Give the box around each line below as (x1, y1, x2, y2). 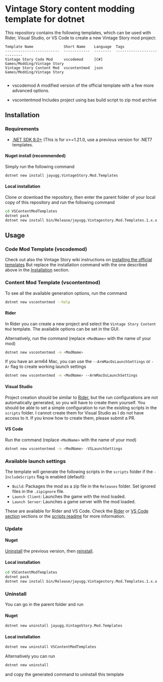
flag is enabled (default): (36, 474, 86, 479)
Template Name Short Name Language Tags (5, 44, 125, 49)
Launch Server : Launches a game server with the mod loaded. (12, 498, 136, 505)
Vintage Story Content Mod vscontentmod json (5, 65, 103, 70)
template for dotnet (5, 14, 85, 25)
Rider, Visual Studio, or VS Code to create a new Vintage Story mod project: (5, 35, 156, 41)
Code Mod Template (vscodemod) (5, 246, 87, 253)
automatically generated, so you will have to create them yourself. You (5, 399, 146, 405)
